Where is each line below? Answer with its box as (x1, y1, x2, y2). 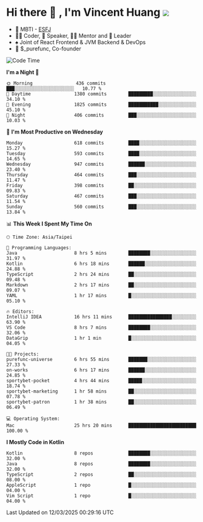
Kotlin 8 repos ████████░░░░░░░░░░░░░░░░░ (6, 450, 197, 456)
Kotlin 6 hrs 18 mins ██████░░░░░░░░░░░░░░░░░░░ (6, 261, 197, 267)
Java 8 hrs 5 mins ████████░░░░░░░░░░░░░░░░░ (6, 250, 197, 256)
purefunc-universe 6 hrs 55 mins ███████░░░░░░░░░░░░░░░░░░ (6, 356, 197, 362)
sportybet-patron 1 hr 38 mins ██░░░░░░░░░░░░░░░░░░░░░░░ (6, 399, 197, 405)
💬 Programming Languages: (6, 244, 72, 251)
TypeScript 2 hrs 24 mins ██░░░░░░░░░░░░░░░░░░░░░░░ (6, 271, 197, 277)
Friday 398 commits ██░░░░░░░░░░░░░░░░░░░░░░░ (6, 182, 197, 188)
